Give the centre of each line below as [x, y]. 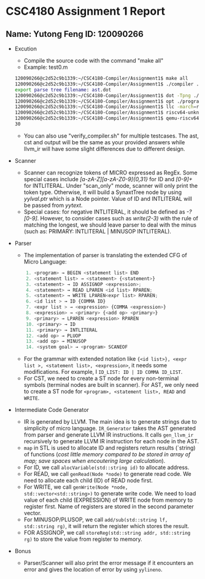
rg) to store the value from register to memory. [83, 539]
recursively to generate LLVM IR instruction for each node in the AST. [111, 441]
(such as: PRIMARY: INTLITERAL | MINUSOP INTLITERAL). [97, 231]
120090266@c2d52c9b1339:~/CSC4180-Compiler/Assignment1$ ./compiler [104, 84]
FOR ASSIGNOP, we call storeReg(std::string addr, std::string [107, 533]
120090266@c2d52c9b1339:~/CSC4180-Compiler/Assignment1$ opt [95, 101]
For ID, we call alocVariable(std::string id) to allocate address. [106, 467]
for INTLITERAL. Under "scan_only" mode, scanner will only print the [110, 185]
